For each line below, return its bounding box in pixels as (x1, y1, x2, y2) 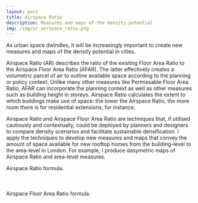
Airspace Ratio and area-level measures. (6, 153, 106, 161)
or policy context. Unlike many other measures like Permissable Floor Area (6, 79, 189, 86)
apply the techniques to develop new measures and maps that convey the (6, 135, 187, 142)
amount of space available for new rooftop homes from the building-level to (6, 140, 191, 148)
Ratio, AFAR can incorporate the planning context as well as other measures (6, 85, 192, 92)
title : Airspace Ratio (6, 14, 62, 20)
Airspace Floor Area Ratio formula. (6, 190, 91, 197)
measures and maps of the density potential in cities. (6, 48, 136, 55)
